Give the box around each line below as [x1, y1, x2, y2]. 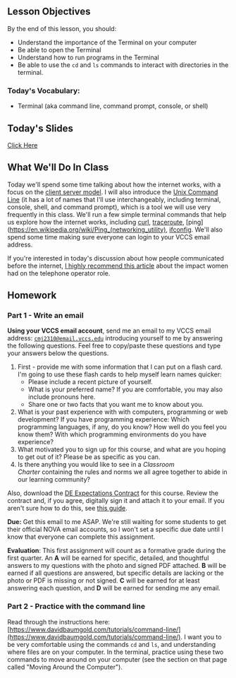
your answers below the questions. [7, 349, 109, 357]
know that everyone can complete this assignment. [7, 533, 156, 541]
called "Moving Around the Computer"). [7, 662, 123, 671]
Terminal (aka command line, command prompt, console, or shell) [17, 102, 209, 110]
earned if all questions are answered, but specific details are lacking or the [7, 569, 224, 578]
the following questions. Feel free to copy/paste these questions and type [7, 342, 221, 350]
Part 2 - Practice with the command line [7, 602, 146, 612]
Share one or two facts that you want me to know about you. [27, 400, 204, 409]
